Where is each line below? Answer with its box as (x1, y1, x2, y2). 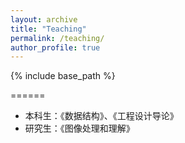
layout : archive (10, 14, 78, 25)
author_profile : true (10, 42, 101, 53)
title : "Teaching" (10, 24, 87, 34)
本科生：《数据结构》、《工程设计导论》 (24, 110, 179, 122)
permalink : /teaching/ (10, 33, 105, 43)
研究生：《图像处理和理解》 (24, 122, 135, 135)
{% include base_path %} (10, 70, 116, 82)
